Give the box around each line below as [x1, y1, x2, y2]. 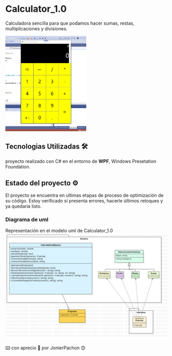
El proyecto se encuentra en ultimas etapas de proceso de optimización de [5, 192, 164, 198]
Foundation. [5, 164, 31, 170]
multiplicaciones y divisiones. [5, 25, 68, 31]
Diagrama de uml [5, 216, 49, 223]
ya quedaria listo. [5, 203, 42, 209]
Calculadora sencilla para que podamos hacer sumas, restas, [5, 20, 135, 26]
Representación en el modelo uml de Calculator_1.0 [5, 228, 113, 234]
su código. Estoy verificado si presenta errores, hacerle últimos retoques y [5, 197, 163, 203]
